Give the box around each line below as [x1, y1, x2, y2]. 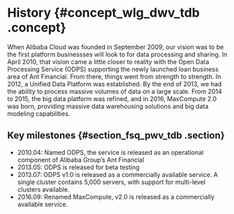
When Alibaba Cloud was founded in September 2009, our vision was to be [7, 43, 224, 51]
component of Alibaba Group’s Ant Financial [17, 155, 145, 164]
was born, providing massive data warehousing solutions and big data [7, 102, 209, 110]
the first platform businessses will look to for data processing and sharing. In [7, 50, 228, 59]
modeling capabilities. [7, 109, 71, 118]
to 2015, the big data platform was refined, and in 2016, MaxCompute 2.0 [7, 94, 217, 102]
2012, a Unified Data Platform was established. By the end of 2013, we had [7, 79, 222, 88]
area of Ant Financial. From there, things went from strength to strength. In [7, 72, 221, 81]
